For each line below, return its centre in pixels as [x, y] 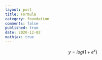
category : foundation [27, 19]
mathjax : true [20, 37]
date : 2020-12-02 [23, 32]
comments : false [22, 23]
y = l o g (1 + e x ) [83, 51]
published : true [22, 28]
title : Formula [21, 14]
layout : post [18, 10]
